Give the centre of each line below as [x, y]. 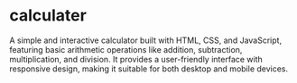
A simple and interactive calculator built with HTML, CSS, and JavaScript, [146, 40]
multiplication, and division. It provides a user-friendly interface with [136, 59]
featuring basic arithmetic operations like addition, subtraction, [126, 49]
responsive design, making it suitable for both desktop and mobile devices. [149, 69]
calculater [48, 16]
